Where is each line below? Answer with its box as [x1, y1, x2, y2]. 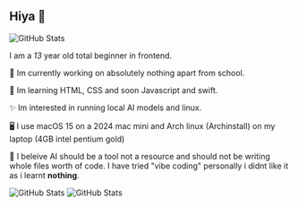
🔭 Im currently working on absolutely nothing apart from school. [9, 67, 245, 78]
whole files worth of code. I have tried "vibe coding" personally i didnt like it [9, 160, 289, 171]
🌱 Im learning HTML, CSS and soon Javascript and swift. [9, 84, 218, 95]
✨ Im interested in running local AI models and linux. [9, 102, 202, 113]
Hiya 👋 [9, 9, 47, 24]
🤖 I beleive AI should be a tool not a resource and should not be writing [9, 150, 271, 161]
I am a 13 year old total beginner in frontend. [9, 50, 173, 61]
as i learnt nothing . [9, 169, 80, 180]
